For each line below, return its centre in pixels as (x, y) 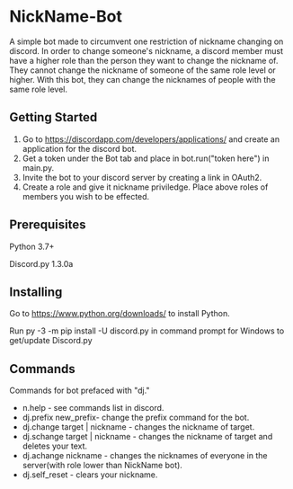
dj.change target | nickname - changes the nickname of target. (138, 427)
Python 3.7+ (32, 246)
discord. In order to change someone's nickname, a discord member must (146, 50)
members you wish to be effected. (86, 196)
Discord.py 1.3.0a (41, 263)
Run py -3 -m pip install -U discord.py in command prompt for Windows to (147, 331)
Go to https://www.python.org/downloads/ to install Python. (120, 314)
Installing (36, 292)
